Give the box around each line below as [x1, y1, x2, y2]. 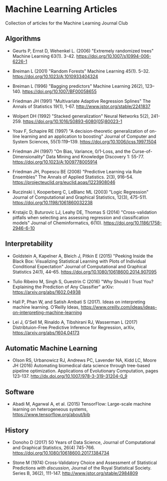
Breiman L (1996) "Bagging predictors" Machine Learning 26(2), [12, 83, 144, 89]
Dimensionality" [12, 153, 45, 159]
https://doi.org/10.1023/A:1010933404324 [12, 73, 98, 79]
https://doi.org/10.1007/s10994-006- [76, 53, 151, 59]
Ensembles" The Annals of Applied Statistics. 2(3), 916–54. [12, 174, 134, 180]
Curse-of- [132, 148, 153, 154]
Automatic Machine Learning [5, 344, 98, 353]
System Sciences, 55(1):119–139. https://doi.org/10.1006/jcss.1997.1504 [12, 138, 157, 144]
